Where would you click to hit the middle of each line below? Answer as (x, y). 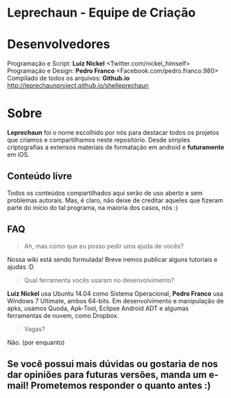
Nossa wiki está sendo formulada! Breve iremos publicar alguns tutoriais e (112, 259)
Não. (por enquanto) (36, 342)
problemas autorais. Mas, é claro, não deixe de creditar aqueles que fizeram (115, 200)
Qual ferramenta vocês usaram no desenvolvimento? (99, 280)
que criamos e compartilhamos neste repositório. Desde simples (99, 140)
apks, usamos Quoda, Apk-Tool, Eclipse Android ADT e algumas (98, 308)
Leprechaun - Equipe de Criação (101, 13)
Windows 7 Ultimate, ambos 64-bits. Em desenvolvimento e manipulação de (115, 301)
